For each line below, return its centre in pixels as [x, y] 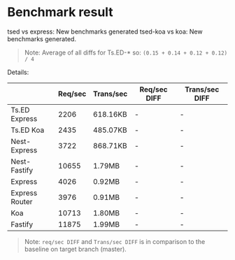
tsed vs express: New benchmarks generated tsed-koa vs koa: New [105, 31]
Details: [18, 72]
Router [22, 201]
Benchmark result [60, 12]
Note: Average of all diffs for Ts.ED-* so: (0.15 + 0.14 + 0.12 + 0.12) [126, 52]
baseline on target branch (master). [76, 249]
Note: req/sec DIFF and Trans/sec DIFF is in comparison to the [115, 241]
